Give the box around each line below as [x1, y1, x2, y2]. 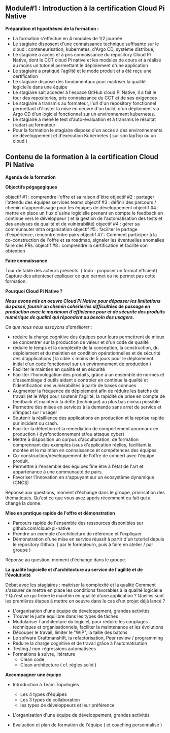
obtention [5, 247, 25, 253]
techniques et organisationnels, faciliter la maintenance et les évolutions [12, 624, 163, 630]
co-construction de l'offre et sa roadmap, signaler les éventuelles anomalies [5, 237, 164, 243]
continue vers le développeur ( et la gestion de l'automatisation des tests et [5, 215, 163, 221]
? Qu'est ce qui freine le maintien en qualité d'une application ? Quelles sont [5, 592, 164, 598]
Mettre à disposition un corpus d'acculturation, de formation [12, 436, 139, 442]
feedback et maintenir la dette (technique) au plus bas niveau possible [12, 398, 160, 404]
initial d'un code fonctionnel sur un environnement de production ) [12, 361, 151, 367]
